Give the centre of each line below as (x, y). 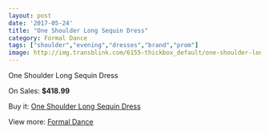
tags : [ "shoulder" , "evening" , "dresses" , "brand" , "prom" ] (103, 45)
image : (19, 53)
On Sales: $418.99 (39, 91)
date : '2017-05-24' (41, 23)
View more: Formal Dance (51, 122)
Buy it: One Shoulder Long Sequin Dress (75, 106)
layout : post (30, 16)
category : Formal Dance (48, 38)
